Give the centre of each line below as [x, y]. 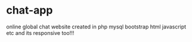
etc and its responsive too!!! [40, 33]
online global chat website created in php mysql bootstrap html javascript [96, 27]
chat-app [30, 10]
